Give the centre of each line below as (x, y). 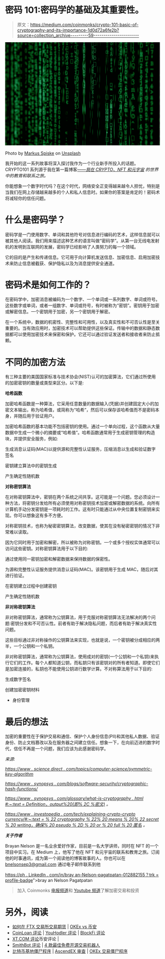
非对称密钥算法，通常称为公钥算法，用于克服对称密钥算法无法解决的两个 (78, 617)
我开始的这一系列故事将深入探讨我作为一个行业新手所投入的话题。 (72, 163)
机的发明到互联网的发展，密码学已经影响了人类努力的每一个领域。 (72, 247)
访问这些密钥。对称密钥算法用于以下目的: (47, 548)
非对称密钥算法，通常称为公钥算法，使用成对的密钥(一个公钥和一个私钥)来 (80, 657)
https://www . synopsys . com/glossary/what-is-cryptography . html (74, 798)
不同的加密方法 (35, 362)
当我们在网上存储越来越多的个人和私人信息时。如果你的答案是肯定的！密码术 (82, 192)
